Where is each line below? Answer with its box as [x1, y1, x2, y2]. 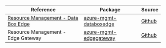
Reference [31, 6, 56, 13]
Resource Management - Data [7, 15, 79, 21]
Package [99, 6, 121, 13]
